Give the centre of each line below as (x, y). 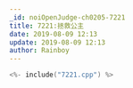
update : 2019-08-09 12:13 (57, 42)
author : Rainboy (39, 51)
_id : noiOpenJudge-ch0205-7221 (67, 17)
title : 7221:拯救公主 (47, 26)
